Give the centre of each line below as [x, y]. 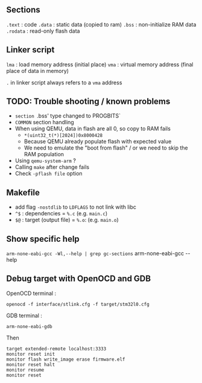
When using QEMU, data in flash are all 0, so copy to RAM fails [93, 128]
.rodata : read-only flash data [43, 31]
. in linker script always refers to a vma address [64, 82]
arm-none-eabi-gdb [29, 326]
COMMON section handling [44, 122]
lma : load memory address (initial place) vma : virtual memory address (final [100, 64]
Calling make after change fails [52, 167]
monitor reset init [31, 354]
